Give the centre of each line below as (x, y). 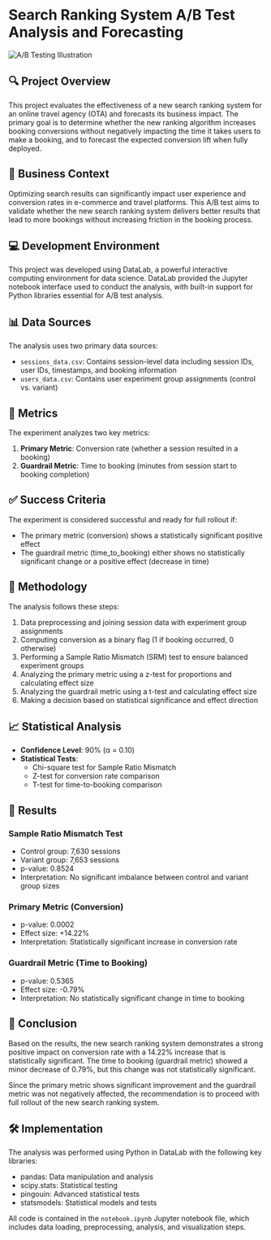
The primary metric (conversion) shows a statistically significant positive (141, 535)
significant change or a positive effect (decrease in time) (114, 561)
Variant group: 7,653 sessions (70, 860)
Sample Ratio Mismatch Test (66, 833)
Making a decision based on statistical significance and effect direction (139, 700)
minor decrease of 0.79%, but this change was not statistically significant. (132, 1069)
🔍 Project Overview (60, 82)
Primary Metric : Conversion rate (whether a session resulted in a (129, 448)
